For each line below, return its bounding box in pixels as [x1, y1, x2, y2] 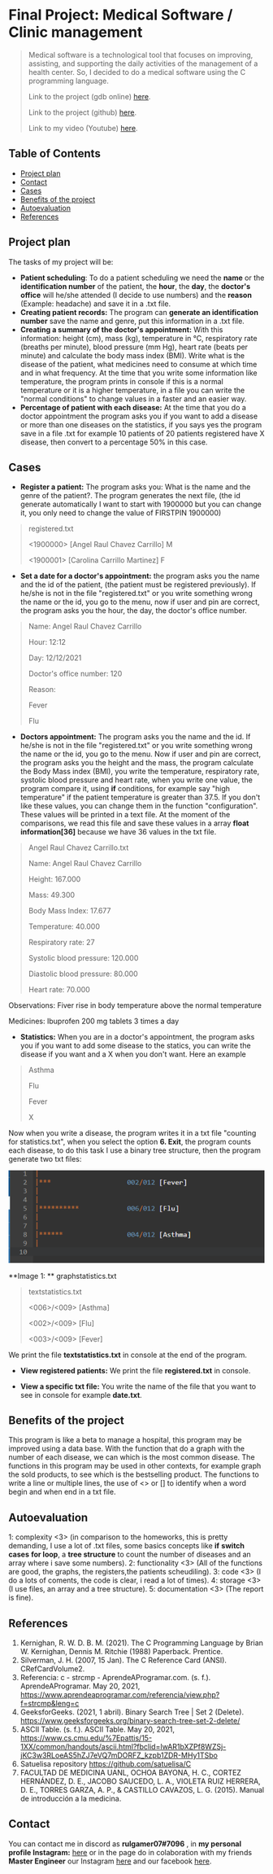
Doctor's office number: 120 [28, 669, 123, 679]
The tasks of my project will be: [8, 256, 114, 266]
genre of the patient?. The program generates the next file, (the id [19, 491, 241, 501]
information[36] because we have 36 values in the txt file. [19, 827, 217, 837]
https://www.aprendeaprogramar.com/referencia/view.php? [19, 1689, 220, 1699]
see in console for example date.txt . [19, 1390, 142, 1399]
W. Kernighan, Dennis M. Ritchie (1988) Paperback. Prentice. [19, 1646, 223, 1656]
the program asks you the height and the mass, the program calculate [19, 758, 254, 768]
